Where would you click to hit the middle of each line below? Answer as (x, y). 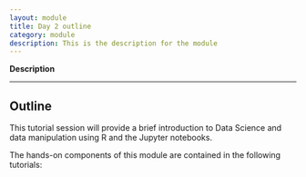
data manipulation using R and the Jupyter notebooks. (111, 138)
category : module (42, 34)
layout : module (38, 18)
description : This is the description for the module (114, 43)
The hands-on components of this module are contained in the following (145, 155)
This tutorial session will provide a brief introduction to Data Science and (146, 128)
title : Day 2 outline (51, 26)
